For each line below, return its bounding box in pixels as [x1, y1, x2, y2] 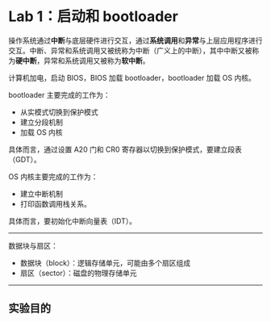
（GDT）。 [8, 154, 42, 164]
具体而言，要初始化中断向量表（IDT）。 [8, 215, 137, 226]
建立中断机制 [19, 189, 63, 199]
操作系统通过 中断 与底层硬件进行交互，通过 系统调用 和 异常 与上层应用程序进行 [8, 36, 263, 45]
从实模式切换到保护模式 [19, 107, 98, 117]
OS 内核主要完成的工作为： [8, 171, 98, 182]
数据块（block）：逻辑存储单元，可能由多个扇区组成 [19, 257, 191, 267]
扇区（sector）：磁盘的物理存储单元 [19, 268, 137, 278]
